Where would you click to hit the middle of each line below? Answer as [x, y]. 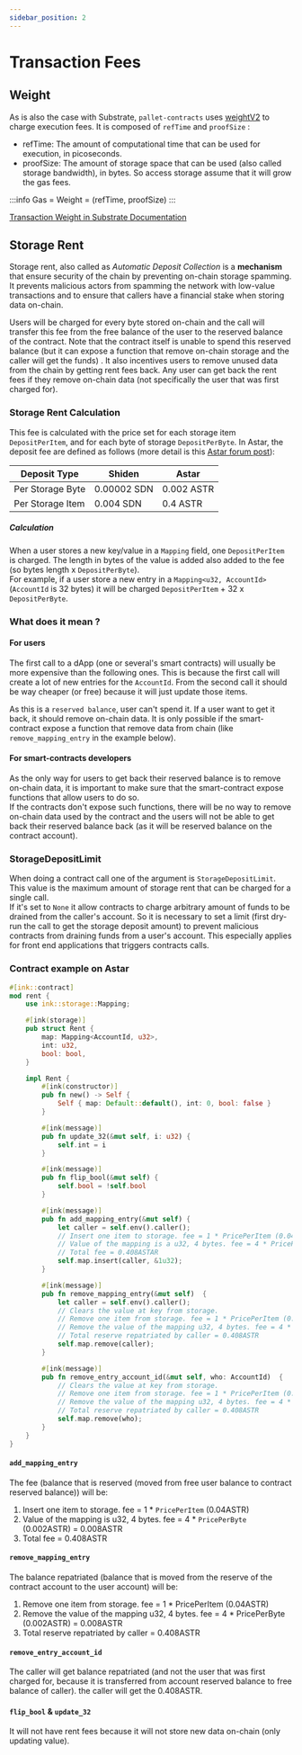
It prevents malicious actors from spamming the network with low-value [142, 286]
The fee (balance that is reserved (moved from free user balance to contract [151, 1482]
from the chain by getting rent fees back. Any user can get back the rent [143, 371]
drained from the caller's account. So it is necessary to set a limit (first [139, 917]
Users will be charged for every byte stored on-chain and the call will [137, 322]
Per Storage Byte [50, 488]
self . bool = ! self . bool [102, 1186]
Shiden [124, 473]
